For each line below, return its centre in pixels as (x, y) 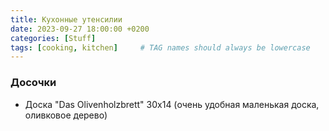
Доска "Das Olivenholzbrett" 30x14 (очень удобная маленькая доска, (172, 104)
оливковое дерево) (66, 115)
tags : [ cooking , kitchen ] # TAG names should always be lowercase (160, 47)
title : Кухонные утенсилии (66, 19)
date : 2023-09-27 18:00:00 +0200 (80, 29)
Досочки (33, 83)
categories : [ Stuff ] (53, 38)
